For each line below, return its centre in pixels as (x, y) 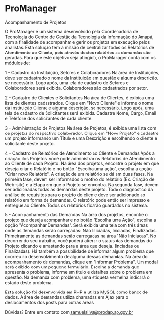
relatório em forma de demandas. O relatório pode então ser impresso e (78, 200)
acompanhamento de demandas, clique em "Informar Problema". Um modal (82, 262)
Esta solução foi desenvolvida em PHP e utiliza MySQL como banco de (77, 292)
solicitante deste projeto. (30, 143)
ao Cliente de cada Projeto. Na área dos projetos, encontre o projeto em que (82, 163)
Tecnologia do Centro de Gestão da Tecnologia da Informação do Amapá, (79, 37)
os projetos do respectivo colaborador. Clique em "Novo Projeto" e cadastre (82, 133)
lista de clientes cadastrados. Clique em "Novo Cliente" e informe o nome (79, 103)
